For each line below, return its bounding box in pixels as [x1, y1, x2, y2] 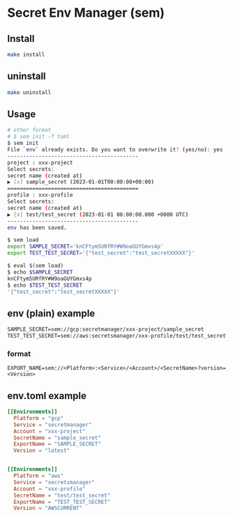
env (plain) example [7, 307, 96, 319]
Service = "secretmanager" [13, 421, 92, 428]
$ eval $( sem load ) [7, 262, 64, 269]
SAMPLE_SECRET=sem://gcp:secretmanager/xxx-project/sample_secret [7, 326, 204, 333]
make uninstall [7, 89, 52, 96]
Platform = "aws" [13, 472, 64, 479]
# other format [7, 127, 52, 134]
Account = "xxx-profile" [13, 485, 86, 493]
